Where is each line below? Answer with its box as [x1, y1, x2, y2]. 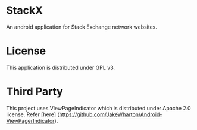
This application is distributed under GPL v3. [6, 64, 115, 71]
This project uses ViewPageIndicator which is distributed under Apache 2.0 [6, 104, 192, 112]
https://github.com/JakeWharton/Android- [59, 111, 162, 118]
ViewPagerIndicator [6, 117, 55, 124]
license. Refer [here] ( [6, 111, 60, 118]
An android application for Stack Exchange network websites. [6, 23, 158, 30]
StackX [6, 4, 43, 17]
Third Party [6, 85, 64, 98]
